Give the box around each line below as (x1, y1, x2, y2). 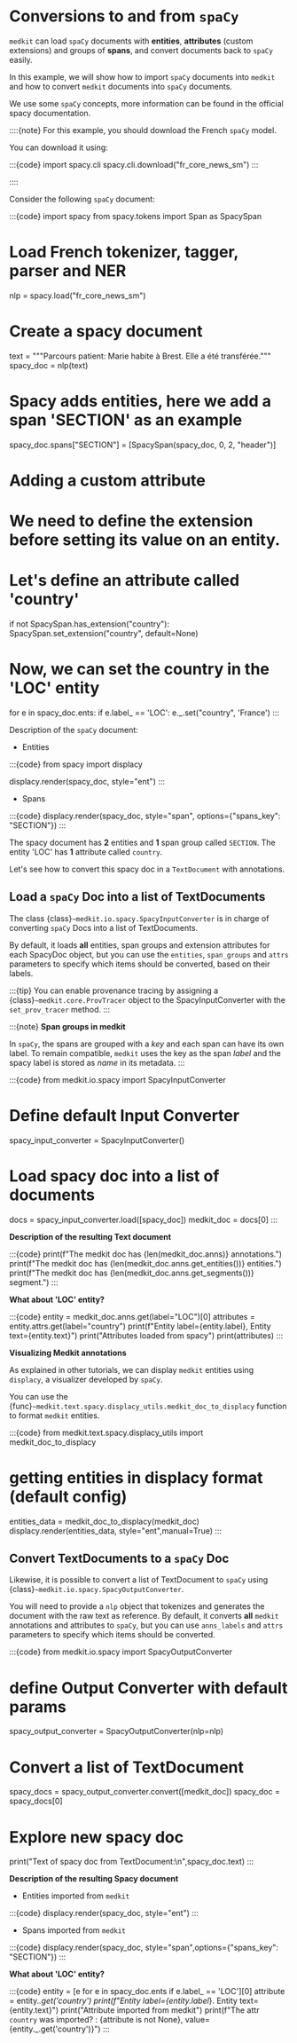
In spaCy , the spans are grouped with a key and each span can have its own (9, 1038, 285, 1049)
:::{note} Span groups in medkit (9, 1021, 126, 1031)
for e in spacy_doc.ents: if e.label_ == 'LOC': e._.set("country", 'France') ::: (9, 707, 279, 718)
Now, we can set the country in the (9, 659, 270, 680)
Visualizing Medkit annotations (9, 1347, 127, 1358)
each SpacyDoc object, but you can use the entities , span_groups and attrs (9, 949, 289, 959)
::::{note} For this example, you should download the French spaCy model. (9, 124, 277, 135)
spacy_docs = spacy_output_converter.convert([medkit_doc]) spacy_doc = (9, 1787, 281, 1797)
